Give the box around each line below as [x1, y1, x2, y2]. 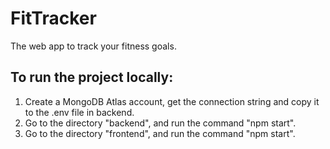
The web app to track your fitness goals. [10, 40, 177, 52]
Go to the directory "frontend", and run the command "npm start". [24, 127, 296, 139]
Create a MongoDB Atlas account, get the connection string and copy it [24, 95, 320, 107]
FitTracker [10, 7, 97, 30]
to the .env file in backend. [24, 106, 135, 118]
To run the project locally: [10, 69, 174, 86]
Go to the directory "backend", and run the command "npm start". [24, 117, 297, 129]
